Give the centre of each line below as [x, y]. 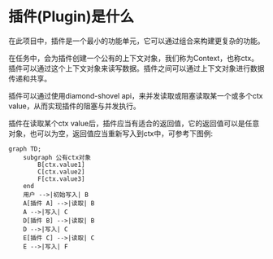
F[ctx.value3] [61, 179]
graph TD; [25, 149]
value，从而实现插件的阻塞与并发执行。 [74, 106]
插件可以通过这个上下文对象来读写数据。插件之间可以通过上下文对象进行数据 [136, 68]
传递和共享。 [30, 78]
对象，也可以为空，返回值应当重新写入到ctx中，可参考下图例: [111, 133]
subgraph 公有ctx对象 [57, 157]
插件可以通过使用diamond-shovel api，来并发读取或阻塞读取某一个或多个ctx [136, 95]
